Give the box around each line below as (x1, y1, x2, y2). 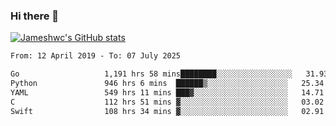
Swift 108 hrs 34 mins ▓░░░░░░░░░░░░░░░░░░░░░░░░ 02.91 (10, 106, 325, 116)
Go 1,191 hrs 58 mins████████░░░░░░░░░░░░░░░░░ (10, 69, 293, 79)
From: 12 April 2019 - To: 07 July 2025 (10, 51, 182, 61)
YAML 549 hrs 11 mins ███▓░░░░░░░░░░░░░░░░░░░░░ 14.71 (10, 87, 325, 98)
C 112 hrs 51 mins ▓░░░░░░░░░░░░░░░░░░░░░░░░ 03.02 (10, 97, 325, 107)
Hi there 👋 (10, 9, 60, 23)
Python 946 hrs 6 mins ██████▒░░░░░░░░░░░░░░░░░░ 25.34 (10, 79, 325, 89)
